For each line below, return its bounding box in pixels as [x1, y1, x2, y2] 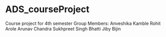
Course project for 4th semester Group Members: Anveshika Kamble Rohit [5, 20, 161, 26]
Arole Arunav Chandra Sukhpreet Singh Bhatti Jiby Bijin [5, 25, 121, 31]
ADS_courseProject [5, 4, 90, 15]
